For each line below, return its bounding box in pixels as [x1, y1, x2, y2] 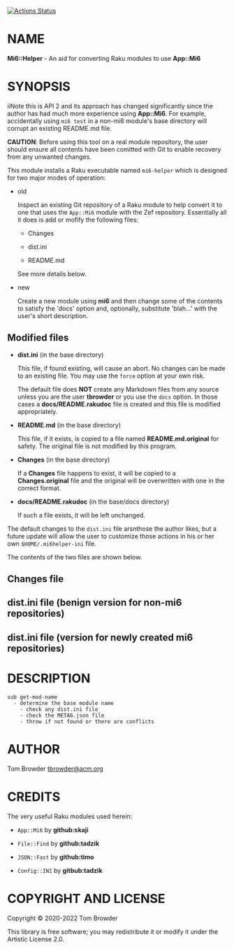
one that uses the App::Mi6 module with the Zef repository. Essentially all [17, 208, 227, 216]
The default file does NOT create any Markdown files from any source [17, 385, 219, 393]
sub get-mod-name [7, 693, 58, 701]
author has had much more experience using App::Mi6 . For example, [7, 109, 207, 117]
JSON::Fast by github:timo [17, 852, 94, 861]
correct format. [17, 483, 61, 492]
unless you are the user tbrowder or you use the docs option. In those [17, 392, 218, 401]
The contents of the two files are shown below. [7, 552, 142, 561]
